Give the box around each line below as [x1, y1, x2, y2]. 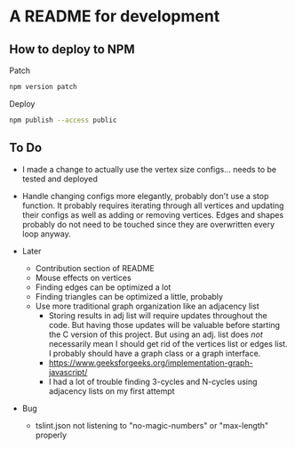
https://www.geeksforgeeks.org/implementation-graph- [48, 357, 253, 368]
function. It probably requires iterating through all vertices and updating [21, 200, 284, 211]
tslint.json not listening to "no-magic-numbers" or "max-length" [35, 420, 269, 430]
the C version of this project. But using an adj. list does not [48, 329, 264, 340]
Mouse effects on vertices [35, 272, 132, 283]
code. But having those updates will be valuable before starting [48, 319, 281, 330]
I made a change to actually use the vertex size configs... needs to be [21, 164, 277, 174]
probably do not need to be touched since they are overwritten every [21, 219, 275, 229]
